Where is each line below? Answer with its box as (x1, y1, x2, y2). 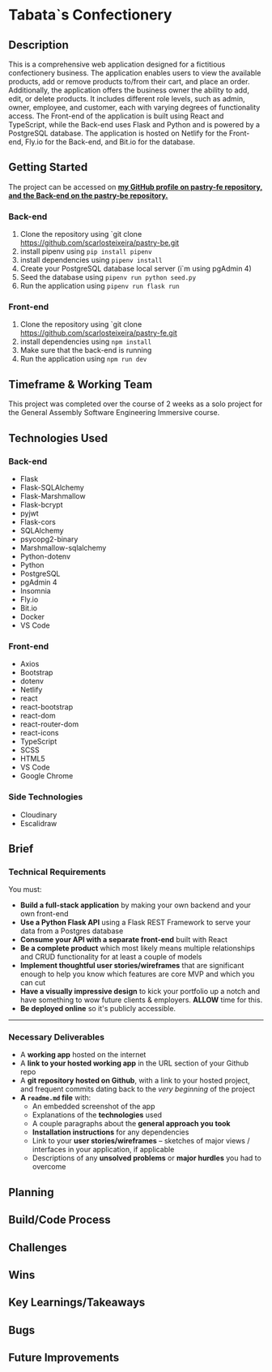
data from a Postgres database (19, 926, 124, 936)
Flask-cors (19, 517, 57, 526)
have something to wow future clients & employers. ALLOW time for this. (19, 995, 263, 1005)
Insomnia (19, 585, 51, 595)
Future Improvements (8, 1351, 120, 1365)
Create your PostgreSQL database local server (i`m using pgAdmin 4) (19, 264, 253, 273)
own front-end (19, 909, 69, 919)
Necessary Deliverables (8, 1031, 105, 1043)
